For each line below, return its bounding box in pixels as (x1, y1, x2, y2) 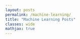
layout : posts (5, 7, 35, 13)
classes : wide (5, 21, 35, 27)
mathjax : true (5, 26, 35, 31)
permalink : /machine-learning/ (5, 12, 71, 17)
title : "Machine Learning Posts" (5, 17, 76, 22)
